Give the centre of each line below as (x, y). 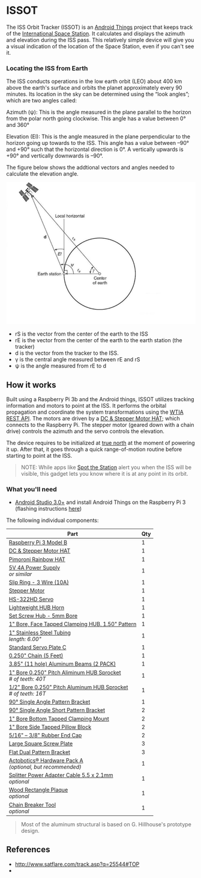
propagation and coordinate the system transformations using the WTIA (95, 412)
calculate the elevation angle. (43, 174)
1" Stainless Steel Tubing (40, 633)
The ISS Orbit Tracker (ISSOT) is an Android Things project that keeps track (100, 27)
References (28, 849)
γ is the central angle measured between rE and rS (77, 360)
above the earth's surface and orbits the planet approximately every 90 (94, 88)
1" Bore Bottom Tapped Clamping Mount (59, 719)
